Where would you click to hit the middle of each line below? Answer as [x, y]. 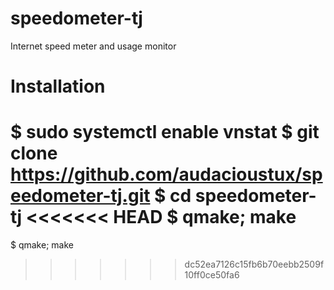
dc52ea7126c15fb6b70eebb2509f [254, 264]
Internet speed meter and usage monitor [93, 46]
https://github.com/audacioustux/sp [166, 174]
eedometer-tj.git [80, 196]
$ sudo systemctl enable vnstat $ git [165, 132]
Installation [58, 86]
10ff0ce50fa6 [212, 275]
